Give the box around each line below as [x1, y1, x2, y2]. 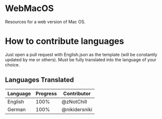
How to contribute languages [5, 36, 124, 47]
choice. [5, 62, 20, 67]
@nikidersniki [61, 106, 93, 113]
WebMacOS [5, 3, 54, 14]
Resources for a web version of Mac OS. [5, 19, 86, 25]
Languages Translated [5, 76, 74, 84]
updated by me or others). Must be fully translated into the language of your [5, 56, 157, 63]
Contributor [63, 90, 91, 97]
